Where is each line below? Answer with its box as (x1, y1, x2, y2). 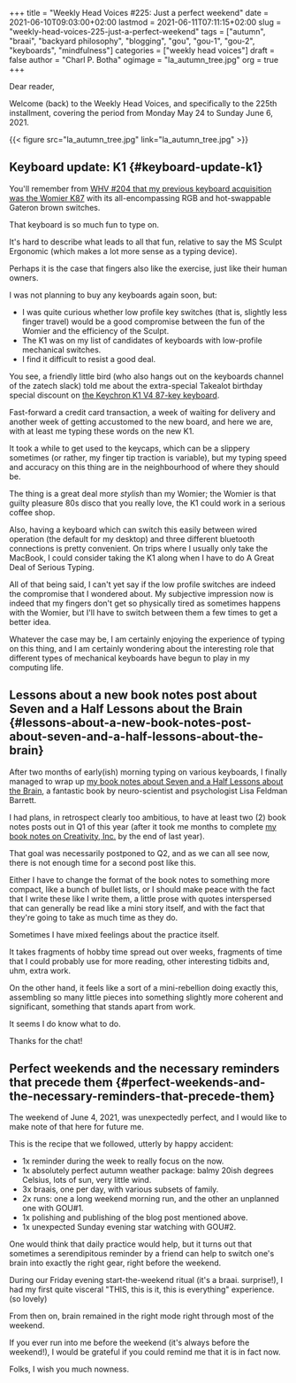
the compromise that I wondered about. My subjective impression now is (9, 588, 274, 599)
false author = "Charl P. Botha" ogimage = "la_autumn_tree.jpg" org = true (9, 55, 279, 65)
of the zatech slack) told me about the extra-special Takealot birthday (9, 380, 263, 390)
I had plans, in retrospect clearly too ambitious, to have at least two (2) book (9, 812, 287, 823)
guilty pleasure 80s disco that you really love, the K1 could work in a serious (9, 498, 285, 508)
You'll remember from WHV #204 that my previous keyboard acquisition (9, 183, 272, 194)
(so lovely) (9, 1294, 48, 1304)
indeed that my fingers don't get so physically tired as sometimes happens (9, 598, 281, 608)
